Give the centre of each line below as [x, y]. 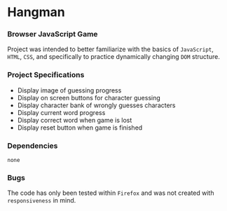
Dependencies [33, 146]
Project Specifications [46, 75]
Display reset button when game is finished [80, 128]
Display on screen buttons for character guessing [89, 97]
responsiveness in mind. [42, 200]
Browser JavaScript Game [53, 34]
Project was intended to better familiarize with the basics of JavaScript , [110, 49]
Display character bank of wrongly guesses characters [97, 105]
